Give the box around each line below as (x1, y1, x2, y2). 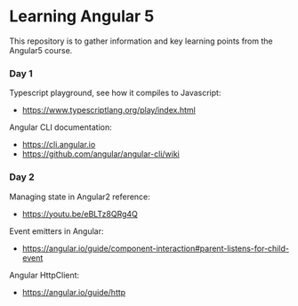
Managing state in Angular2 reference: (9, 191, 151, 202)
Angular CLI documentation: (9, 122, 113, 133)
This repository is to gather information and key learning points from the (9, 36, 273, 46)
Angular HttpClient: (9, 270, 80, 280)
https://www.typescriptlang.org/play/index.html (21, 105, 196, 116)
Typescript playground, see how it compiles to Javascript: (9, 87, 221, 99)
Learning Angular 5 (9, 6, 155, 27)
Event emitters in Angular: (9, 225, 104, 237)
